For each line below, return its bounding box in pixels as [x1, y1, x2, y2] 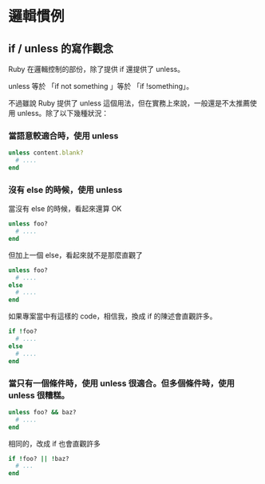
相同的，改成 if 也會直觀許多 [8, 438, 101, 448]
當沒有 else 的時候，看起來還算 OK [8, 204, 122, 214]
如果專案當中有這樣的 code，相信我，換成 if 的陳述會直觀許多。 [8, 311, 217, 321]
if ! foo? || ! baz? [8, 454, 69, 462]
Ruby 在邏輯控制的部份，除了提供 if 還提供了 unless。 [8, 65, 185, 74]
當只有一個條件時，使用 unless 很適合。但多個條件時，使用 [8, 378, 235, 389]
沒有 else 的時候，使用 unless [8, 184, 123, 195]
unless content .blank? [8, 149, 84, 157]
